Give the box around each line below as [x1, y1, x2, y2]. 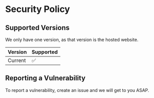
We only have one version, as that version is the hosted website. [5, 36, 139, 42]
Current [8, 57, 26, 63]
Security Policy [5, 3, 70, 15]
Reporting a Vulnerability [5, 74, 86, 82]
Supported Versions [5, 23, 69, 32]
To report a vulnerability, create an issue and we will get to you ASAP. [5, 87, 149, 93]
